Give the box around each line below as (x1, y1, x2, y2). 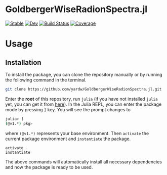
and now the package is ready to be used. (5, 164, 93, 170)
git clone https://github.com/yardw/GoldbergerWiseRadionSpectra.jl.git (5, 86, 162, 92)
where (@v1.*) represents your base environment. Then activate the (5, 130, 149, 136)
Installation (5, 58, 41, 67)
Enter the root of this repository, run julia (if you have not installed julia (5, 96, 158, 102)
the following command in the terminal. (5, 77, 87, 83)
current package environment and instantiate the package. (5, 136, 131, 142)
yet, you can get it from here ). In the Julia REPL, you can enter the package (5, 101, 162, 107)
